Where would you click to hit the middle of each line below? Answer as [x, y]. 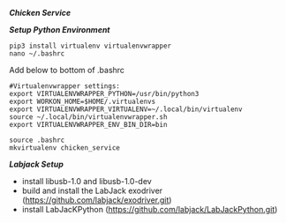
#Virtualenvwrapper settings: [65, 86]
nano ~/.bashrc [37, 54]
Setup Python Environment [60, 30]
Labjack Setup [36, 164]
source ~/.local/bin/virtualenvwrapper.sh [88, 117]
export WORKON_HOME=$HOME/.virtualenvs [83, 101]
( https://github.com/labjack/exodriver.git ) [97, 200]
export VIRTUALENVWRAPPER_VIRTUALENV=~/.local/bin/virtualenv [126, 109]
